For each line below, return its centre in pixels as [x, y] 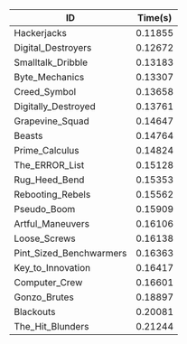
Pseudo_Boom [45, 209]
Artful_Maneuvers [52, 223]
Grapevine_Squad [52, 121]
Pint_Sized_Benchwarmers [70, 253]
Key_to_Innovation [52, 268]
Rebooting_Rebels [52, 195]
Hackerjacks [41, 33]
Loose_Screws [45, 238]
